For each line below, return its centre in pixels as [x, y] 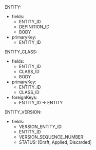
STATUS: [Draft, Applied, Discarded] [55, 142]
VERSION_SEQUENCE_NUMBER [51, 137]
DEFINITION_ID [34, 27]
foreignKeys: [24, 97]
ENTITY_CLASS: [21, 52]
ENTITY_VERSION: [23, 112]
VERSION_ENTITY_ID [40, 127]
